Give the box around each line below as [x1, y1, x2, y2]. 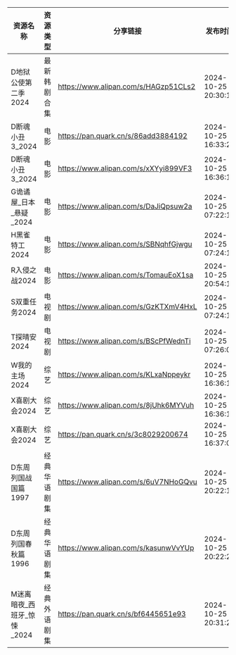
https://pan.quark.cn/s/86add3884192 [58, 131, 188, 140]
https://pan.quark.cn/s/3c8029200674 [58, 430, 188, 439]
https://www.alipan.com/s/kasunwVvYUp [58, 543, 195, 552]
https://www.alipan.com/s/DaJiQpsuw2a [58, 201, 192, 211]
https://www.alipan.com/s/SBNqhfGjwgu [58, 239, 192, 249]
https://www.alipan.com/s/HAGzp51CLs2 [58, 82, 196, 91]
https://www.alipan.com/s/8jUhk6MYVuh [58, 401, 195, 410]
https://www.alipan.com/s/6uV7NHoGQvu [58, 477, 198, 487]
